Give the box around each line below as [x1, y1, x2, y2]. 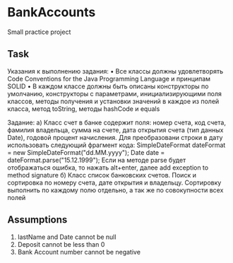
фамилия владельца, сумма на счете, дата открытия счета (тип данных [7, 125, 224, 134]
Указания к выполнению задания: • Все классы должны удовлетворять [7, 66, 224, 75]
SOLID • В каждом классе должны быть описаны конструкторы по [7, 82, 209, 90]
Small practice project [7, 28, 71, 36]
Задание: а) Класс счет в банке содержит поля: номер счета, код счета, [7, 118, 226, 127]
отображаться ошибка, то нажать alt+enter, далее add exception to [7, 163, 209, 172]
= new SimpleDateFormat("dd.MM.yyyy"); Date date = [7, 148, 165, 156]
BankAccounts [7, 4, 96, 21]
